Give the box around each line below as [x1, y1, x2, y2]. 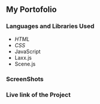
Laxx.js [14, 54, 32, 61]
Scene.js [14, 60, 36, 67]
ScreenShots [6, 75, 44, 83]
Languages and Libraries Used [6, 22, 95, 30]
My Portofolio [6, 5, 57, 15]
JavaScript [14, 48, 41, 55]
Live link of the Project [6, 91, 71, 99]
